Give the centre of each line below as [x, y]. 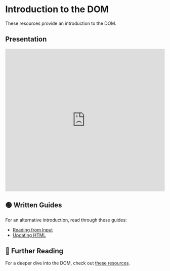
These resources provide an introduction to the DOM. [61, 23]
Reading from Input [33, 229]
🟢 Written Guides [34, 205]
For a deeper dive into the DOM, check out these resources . [68, 263]
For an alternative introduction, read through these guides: [66, 220]
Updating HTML [29, 235]
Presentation [26, 39]
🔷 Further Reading [34, 251]
